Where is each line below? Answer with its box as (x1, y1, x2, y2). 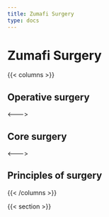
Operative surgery (7, 91, 90, 103)
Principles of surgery (7, 170, 103, 182)
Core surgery (7, 130, 67, 142)
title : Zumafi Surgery (7, 10, 74, 18)
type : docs (7, 17, 40, 24)
